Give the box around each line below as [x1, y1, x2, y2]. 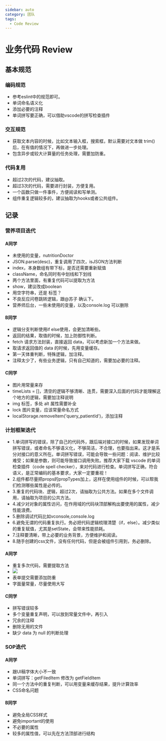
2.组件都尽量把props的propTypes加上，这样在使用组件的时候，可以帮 [12, 476, 154, 482]
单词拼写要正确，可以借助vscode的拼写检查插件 [12, 112, 111, 118]
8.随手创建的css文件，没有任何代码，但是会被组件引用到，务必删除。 [12, 538, 154, 544]
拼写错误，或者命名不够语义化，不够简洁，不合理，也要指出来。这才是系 [12, 445, 160, 451]
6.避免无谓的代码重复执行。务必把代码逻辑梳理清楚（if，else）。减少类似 [12, 519, 160, 525]
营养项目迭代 [5, 227, 36, 234]
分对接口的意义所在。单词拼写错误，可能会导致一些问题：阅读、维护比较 [12, 451, 160, 457]
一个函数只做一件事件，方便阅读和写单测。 [12, 189, 100, 195]
